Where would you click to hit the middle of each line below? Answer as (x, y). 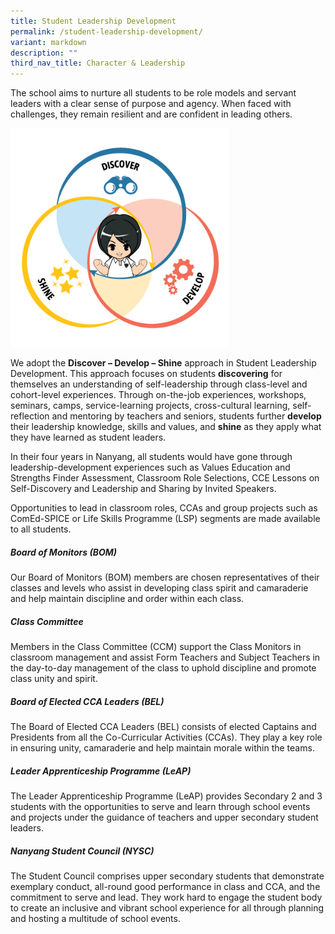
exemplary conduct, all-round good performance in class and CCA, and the (165, 886)
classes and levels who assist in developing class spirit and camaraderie (159, 588)
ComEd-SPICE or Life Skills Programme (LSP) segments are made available (165, 519)
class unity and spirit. (54, 679)
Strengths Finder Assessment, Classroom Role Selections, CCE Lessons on (165, 478)
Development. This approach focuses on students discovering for (146, 374)
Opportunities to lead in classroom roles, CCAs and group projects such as (164, 508)
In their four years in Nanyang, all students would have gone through (151, 457)
